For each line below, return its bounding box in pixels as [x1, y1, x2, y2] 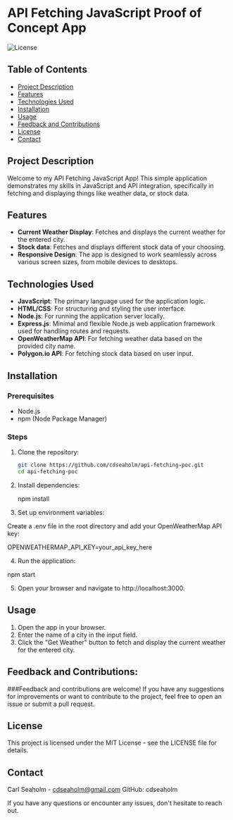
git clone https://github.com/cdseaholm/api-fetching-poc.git [17, 461, 204, 469]
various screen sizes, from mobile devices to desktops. [17, 258, 178, 266]
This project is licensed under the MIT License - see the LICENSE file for [7, 738, 217, 747]
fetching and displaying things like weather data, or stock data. [7, 189, 190, 197]
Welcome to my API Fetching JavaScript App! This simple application [7, 174, 208, 182]
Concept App [7, 20, 87, 36]
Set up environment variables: [17, 508, 105, 516]
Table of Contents [7, 63, 88, 75]
